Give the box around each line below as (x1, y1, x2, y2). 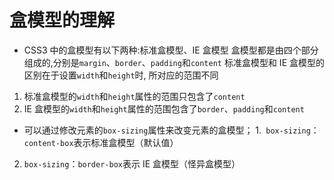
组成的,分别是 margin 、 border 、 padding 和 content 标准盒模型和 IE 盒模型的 (23, 56, 325, 68)
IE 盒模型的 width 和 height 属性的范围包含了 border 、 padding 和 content (23, 102, 305, 115)
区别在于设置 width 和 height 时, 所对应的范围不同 (23, 69, 219, 81)
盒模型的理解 (9, 9, 116, 32)
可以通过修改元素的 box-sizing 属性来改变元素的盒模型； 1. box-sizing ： (23, 124, 320, 136)
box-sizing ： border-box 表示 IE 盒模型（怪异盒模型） (23, 157, 241, 170)
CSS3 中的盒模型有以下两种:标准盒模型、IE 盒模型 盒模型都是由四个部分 (23, 44, 319, 56)
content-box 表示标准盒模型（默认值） (23, 136, 179, 148)
